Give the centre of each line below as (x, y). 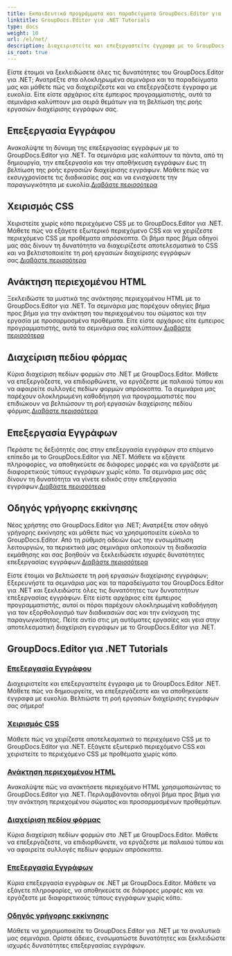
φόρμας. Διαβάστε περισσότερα (53, 411)
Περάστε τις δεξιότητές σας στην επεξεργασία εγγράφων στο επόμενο (110, 450)
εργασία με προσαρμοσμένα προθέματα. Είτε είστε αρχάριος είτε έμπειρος (116, 321)
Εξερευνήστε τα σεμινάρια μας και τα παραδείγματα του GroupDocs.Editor (115, 583)
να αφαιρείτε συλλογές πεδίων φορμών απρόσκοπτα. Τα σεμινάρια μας (111, 389)
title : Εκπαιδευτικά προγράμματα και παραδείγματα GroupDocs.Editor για (114, 14)
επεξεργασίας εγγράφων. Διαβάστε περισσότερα (78, 562)
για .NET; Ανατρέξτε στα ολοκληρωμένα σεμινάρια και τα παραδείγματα (113, 79)
